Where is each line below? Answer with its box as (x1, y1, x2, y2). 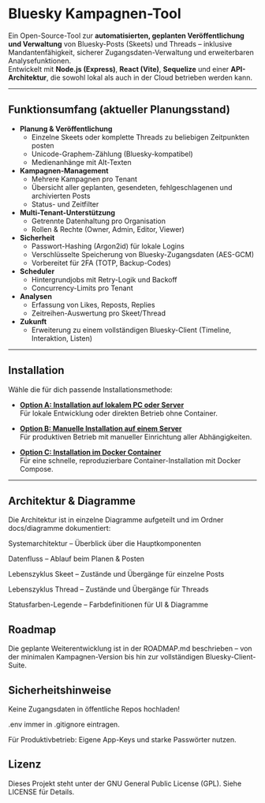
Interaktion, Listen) (31, 333, 93, 343)
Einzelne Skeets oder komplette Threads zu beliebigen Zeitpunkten (31, 132, 250, 142)
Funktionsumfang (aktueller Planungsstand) (8, 103, 230, 117)
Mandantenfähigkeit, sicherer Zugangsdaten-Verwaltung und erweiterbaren (8, 47, 254, 57)
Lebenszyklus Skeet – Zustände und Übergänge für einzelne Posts (8, 570, 225, 579)
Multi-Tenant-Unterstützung (19, 207, 116, 217)
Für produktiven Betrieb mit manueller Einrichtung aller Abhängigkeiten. (19, 431, 252, 442)
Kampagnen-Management (19, 166, 109, 175)
